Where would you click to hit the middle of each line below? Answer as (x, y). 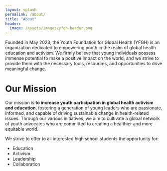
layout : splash (21, 10)
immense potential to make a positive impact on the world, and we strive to (82, 58)
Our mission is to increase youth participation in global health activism (79, 103)
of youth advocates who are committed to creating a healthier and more (79, 124)
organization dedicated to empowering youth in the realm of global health (81, 48)
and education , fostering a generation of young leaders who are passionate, (84, 108)
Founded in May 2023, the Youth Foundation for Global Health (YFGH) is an (83, 42)
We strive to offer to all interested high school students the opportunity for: (82, 139)
